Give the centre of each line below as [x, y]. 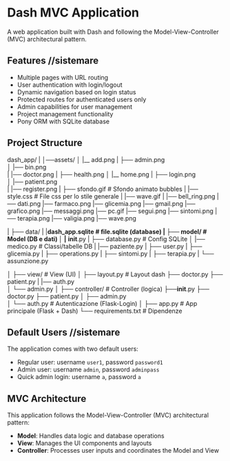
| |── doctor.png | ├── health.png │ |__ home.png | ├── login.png [102, 174]
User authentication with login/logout [70, 85]
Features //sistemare [53, 61]
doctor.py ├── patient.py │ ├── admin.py [67, 296]
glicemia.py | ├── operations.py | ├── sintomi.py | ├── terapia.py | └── [111, 254]
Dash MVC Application [73, 13]
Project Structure [45, 143]
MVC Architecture [47, 399]
